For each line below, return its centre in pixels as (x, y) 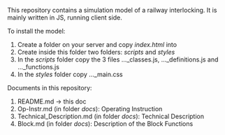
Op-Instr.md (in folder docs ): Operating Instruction (90, 109)
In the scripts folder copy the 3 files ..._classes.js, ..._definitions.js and (118, 59)
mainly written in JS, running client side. (65, 17)
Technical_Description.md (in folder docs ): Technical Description (111, 116)
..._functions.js (38, 67)
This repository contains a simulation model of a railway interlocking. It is (112, 10)
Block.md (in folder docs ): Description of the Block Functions (105, 124)
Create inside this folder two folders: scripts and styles (96, 52)
